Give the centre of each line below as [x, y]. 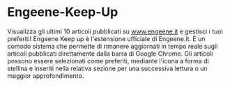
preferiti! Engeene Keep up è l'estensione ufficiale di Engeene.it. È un [106, 38]
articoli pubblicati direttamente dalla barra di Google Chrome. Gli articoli [110, 54]
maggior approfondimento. [46, 76]
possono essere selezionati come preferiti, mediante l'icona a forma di [108, 61]
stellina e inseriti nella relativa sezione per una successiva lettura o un [107, 68]
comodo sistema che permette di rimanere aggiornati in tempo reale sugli [113, 46]
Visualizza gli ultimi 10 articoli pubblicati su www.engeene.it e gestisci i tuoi [115, 31]
